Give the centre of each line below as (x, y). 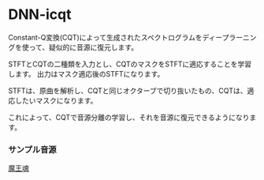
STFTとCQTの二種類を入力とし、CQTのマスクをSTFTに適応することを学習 (130, 64)
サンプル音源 (32, 149)
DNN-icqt (40, 15)
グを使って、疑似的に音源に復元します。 (73, 47)
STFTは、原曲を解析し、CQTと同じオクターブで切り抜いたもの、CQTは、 (128, 90)
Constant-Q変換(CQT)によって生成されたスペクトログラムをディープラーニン (132, 37)
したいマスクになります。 (56, 100)
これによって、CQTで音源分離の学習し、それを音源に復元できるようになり (129, 117)
